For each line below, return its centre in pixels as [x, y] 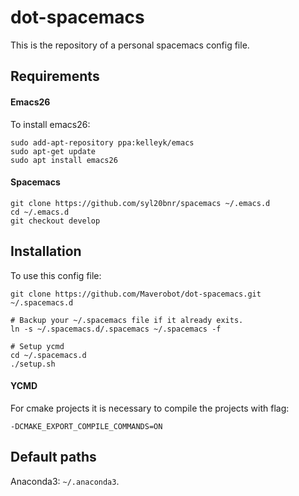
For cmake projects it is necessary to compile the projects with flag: [150, 408]
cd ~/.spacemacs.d [48, 355]
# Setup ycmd [37, 346]
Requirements [55, 76]
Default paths [53, 457]
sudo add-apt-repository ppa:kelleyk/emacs [102, 142]
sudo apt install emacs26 [64, 160]
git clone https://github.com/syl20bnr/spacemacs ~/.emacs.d [140, 203]
